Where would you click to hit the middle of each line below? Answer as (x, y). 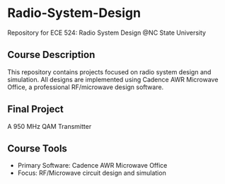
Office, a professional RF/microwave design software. (86, 87)
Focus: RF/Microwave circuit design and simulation (92, 173)
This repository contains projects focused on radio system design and (109, 71)
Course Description (51, 55)
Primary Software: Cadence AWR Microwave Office (92, 166)
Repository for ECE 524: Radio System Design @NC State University (107, 33)
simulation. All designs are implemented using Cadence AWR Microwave (113, 79)
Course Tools (37, 148)
